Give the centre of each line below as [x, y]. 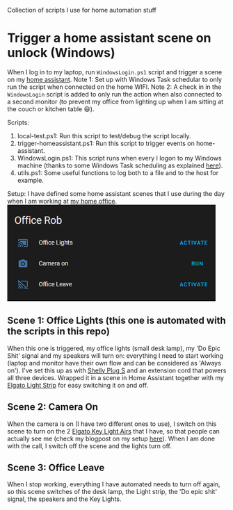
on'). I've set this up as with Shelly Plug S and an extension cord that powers [117, 370]
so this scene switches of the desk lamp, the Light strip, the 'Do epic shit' [112, 492]
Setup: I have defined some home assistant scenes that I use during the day [116, 193]
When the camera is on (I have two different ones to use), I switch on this [112, 424]
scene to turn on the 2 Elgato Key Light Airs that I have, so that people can [114, 431]
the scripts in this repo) [58, 332]
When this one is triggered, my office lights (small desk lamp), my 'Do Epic [114, 348]
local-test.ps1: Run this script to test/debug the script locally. [104, 135]
